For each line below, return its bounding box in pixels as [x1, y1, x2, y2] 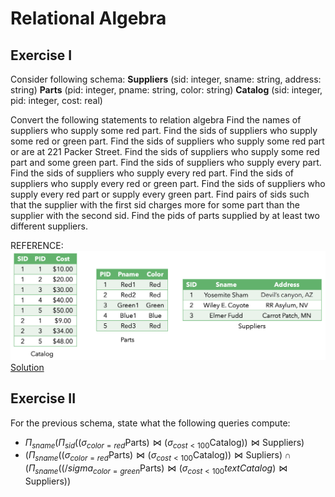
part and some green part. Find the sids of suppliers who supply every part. [10, 157, 322, 168]
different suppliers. [10, 220, 88, 232]
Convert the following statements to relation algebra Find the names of [10, 114, 302, 126]
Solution [10, 361, 45, 373]
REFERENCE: [10, 240, 64, 251]
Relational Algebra [10, 7, 167, 30]
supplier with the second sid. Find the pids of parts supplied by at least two [10, 210, 320, 221]
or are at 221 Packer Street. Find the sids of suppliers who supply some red [10, 146, 320, 157]
